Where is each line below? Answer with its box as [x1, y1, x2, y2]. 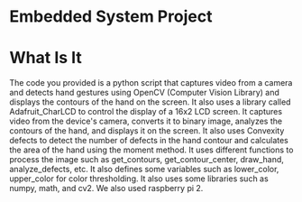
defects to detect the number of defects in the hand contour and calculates [9, 135, 288, 146]
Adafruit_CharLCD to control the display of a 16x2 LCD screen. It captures [9, 106, 282, 117]
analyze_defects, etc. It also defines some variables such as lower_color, [9, 164, 279, 175]
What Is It [9, 48, 83, 69]
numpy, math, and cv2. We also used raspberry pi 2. [9, 183, 204, 194]
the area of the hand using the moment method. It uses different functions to [9, 144, 294, 155]
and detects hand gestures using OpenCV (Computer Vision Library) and [9, 87, 279, 98]
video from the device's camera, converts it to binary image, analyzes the [9, 115, 282, 127]
